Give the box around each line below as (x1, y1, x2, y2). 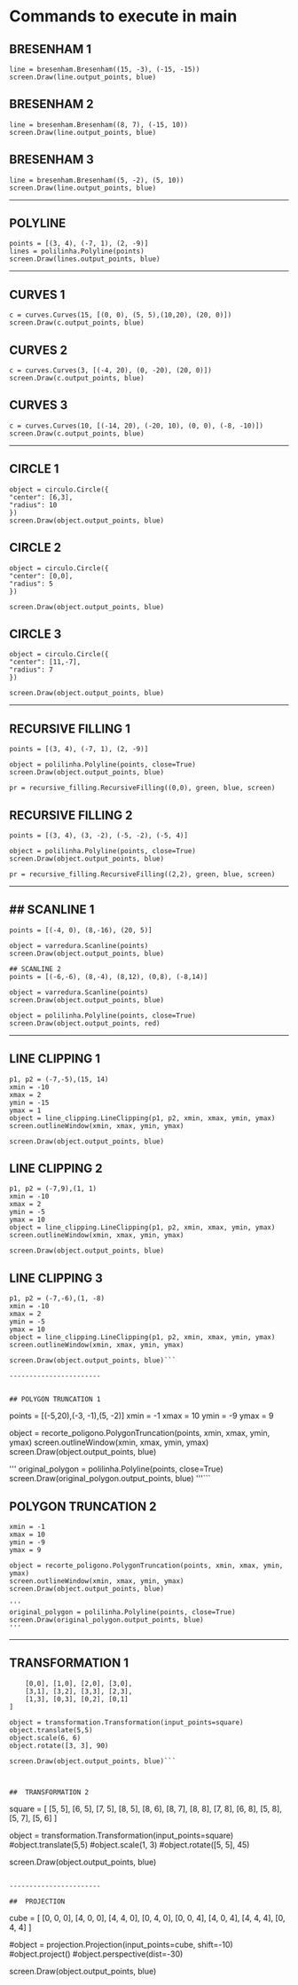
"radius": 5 (9, 579, 53, 588)
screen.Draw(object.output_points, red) (9, 1018, 161, 1028)
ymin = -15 (9, 1098, 50, 1107)
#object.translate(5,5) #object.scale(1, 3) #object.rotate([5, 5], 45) (9, 1839, 250, 1850)
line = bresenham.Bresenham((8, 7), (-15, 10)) (9, 120, 189, 129)
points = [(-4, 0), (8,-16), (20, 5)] (9, 925, 153, 935)
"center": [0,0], (9, 571, 74, 580)
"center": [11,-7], (9, 658, 82, 667)
